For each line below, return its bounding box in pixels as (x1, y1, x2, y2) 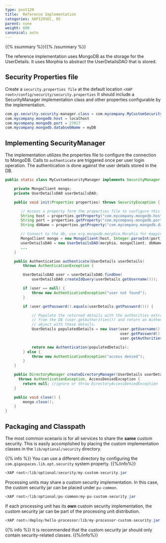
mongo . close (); (23, 399, 54, 405)
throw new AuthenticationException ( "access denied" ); (31, 354, 145, 359)
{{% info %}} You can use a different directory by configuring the (5, 455, 138, 461)
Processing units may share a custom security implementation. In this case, (5, 479, 159, 485)
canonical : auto (5, 30, 39, 35)
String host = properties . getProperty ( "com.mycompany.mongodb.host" (20, 213, 165, 218)
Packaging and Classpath (5, 422, 85, 431)
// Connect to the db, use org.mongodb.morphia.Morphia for (20, 231, 147, 236)
